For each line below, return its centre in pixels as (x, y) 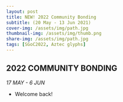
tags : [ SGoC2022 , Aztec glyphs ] (46, 45)
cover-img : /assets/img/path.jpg (47, 28)
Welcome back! (34, 94)
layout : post (22, 11)
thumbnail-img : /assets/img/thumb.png (54, 34)
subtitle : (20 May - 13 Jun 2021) (49, 22)
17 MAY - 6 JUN (26, 83)
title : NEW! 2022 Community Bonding (51, 17)
